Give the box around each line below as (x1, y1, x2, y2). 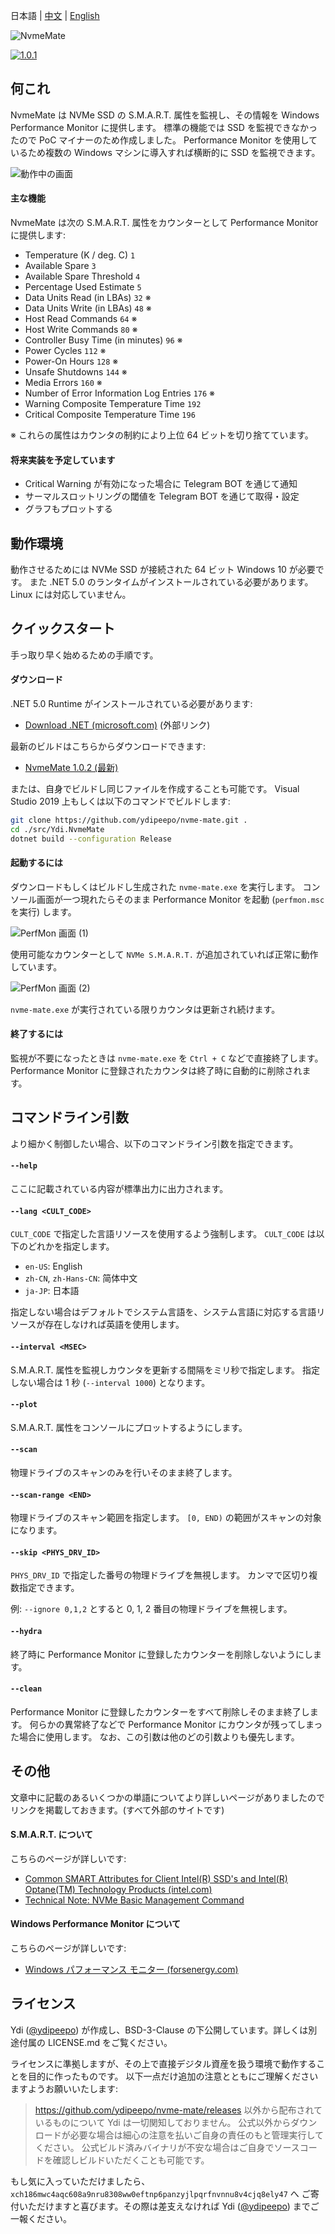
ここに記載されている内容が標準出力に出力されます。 (10, 1183, 229, 1195)
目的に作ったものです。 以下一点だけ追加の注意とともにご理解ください (27, 2070, 319, 2082)
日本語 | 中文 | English (10, 10, 100, 21)
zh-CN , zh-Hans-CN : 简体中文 (24, 1272, 138, 1284)
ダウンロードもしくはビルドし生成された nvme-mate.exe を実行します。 (10, 880, 301, 893)
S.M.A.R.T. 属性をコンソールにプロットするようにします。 (10, 1421, 248, 1433)
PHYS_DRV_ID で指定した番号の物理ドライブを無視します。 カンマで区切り (10, 1569, 310, 1581)
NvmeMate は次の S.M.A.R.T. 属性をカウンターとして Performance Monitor (10, 217, 319, 229)
